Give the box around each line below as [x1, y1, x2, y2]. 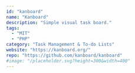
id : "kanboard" [6, 8, 44, 15]
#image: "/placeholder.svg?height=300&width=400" [6, 58, 131, 64]
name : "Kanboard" [6, 14, 49, 20]
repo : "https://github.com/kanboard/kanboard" [6, 52, 123, 58]
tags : [6, 25, 19, 31]
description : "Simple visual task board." [6, 19, 112, 25]
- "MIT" [11, 31, 31, 36]
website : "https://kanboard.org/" [6, 47, 91, 53]
